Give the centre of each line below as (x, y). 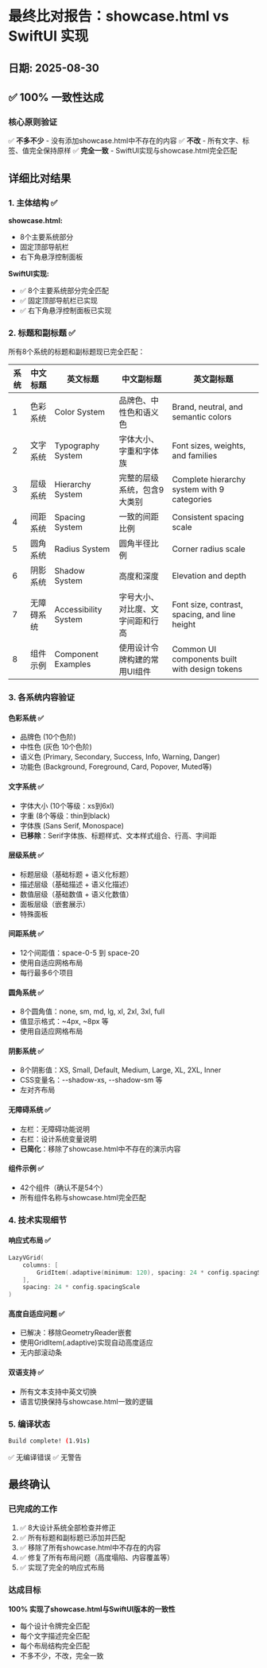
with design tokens (207, 670)
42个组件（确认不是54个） (63, 1187)
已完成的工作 (33, 1509)
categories (192, 500)
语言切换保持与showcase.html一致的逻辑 (86, 1401)
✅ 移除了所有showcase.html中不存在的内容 (90, 1548)
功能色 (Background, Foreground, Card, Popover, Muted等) (116, 766)
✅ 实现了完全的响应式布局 (62, 1568)
